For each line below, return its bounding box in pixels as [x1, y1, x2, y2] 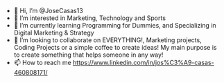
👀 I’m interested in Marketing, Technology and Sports [13, 14, 166, 22]
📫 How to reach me [13, 59, 71, 66]
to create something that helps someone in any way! [13, 50, 164, 59]
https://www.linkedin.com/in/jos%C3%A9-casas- [72, 59, 214, 66]
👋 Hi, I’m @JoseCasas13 [13, 7, 83, 15]
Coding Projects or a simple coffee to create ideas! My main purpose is [13, 44, 217, 51]
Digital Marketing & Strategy [13, 28, 95, 37]
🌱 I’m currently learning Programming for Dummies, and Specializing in [13, 21, 216, 29]
